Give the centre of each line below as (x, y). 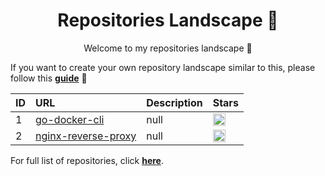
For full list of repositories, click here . (87, 160)
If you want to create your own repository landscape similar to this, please (163, 67)
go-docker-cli (70, 119)
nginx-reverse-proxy (86, 136)
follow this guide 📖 (49, 78)
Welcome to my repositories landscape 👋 (168, 48)
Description (174, 102)
